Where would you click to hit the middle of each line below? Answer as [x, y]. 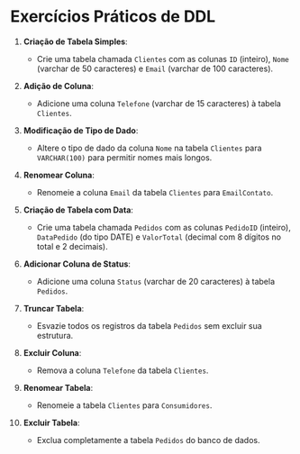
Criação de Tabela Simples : [76, 41]
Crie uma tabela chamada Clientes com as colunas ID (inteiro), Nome [163, 59]
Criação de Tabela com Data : [78, 210]
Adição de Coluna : [58, 86]
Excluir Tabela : [51, 422]
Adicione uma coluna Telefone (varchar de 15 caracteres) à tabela [159, 103]
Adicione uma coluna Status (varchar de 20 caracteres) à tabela [156, 281]
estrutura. [55, 335]
